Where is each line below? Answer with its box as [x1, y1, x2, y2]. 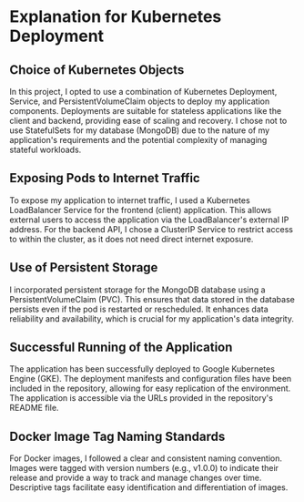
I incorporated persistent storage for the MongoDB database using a [9, 284, 266, 295]
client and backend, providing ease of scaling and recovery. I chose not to [9, 116, 288, 126]
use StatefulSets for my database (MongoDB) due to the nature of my [9, 125, 270, 136]
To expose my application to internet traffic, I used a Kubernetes [9, 194, 250, 206]
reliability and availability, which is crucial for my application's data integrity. [9, 312, 294, 324]
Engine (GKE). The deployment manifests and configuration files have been [9, 374, 292, 384]
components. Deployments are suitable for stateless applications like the [9, 106, 282, 116]
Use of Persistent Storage [9, 260, 158, 275]
